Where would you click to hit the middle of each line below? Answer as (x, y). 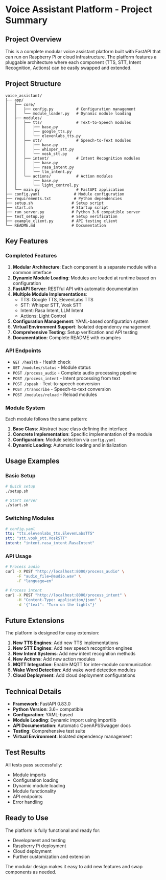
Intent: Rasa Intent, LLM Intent (52, 310)
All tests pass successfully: (34, 765)
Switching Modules (30, 518)
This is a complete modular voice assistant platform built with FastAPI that (83, 51)
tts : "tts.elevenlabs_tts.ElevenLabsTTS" (50, 534)
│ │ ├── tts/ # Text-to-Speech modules (68, 122)
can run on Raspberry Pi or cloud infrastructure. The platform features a (81, 57)
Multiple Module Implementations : (50, 294)
